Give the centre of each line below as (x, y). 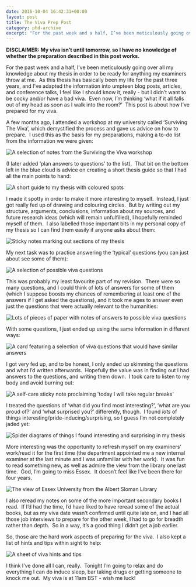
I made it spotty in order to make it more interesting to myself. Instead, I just (97, 199)
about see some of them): (37, 259)
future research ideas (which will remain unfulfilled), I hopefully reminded (94, 218)
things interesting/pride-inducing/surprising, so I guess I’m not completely (95, 418)
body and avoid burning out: (40, 383)
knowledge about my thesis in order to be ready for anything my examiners (96, 74)
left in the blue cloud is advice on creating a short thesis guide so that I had (96, 170)
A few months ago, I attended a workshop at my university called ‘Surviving (97, 122)
